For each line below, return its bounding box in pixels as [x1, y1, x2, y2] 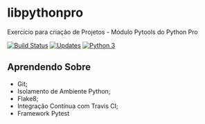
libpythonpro [7, 5, 84, 21]
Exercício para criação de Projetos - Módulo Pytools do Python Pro [7, 28, 199, 36]
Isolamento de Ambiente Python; [17, 87, 111, 95]
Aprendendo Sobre [7, 61, 91, 73]
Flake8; [17, 94, 39, 103]
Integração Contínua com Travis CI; [17, 102, 119, 110]
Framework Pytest [17, 109, 70, 117]
